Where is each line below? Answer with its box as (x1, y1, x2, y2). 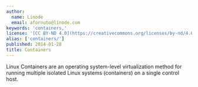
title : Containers (6, 47, 51, 53)
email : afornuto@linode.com (11, 19, 81, 25)
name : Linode (11, 14, 44, 20)
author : (6, 8, 25, 15)
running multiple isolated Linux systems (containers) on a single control (6, 69, 180, 76)
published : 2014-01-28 (6, 42, 62, 48)
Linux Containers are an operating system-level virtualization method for (6, 63, 182, 70)
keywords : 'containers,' (6, 25, 67, 31)
